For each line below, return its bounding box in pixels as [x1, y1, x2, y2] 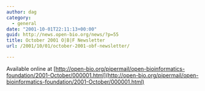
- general [12, 20, 37, 26]
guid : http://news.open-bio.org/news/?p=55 [6, 32, 119, 38]
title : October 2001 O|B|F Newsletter [6, 37, 105, 43]
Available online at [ [6, 65, 56, 72]
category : [6, 15, 32, 21]
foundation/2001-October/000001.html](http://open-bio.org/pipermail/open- [6, 71, 199, 79]
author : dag [6, 9, 37, 15]
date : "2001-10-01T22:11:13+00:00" [6, 26, 97, 32]
